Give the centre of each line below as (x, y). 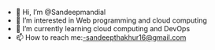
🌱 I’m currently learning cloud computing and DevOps (103, 29)
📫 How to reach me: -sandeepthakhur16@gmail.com (101, 37)
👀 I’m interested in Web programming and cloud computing (111, 20)
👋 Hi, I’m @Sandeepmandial (61, 12)
